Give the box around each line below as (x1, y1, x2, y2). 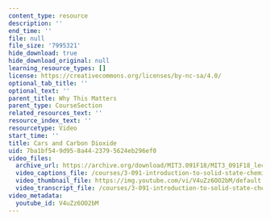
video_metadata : (8, 191, 63, 200)
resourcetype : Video (8, 124, 78, 132)
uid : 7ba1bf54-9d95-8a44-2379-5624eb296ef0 (8, 147, 157, 155)
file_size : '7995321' (8, 42, 81, 50)
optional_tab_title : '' (8, 79, 89, 87)
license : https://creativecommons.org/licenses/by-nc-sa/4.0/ (8, 72, 222, 80)
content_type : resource (8, 11, 89, 20)
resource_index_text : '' (8, 117, 92, 125)
